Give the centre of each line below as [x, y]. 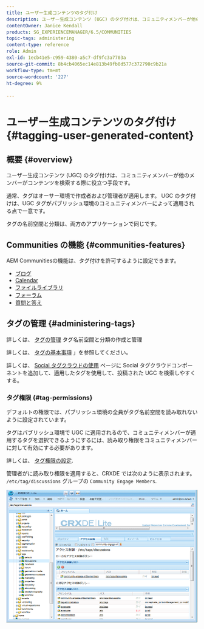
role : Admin [21, 52]
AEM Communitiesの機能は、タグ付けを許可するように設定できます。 [93, 260]
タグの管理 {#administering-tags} [71, 324]
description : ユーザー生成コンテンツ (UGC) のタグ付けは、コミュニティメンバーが [99, 19]
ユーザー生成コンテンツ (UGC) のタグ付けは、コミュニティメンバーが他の [98, 175]
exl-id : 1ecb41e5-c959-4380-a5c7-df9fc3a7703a [66, 58]
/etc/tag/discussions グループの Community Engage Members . [82, 481]
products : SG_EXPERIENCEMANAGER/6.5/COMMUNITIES [69, 32]
